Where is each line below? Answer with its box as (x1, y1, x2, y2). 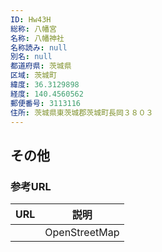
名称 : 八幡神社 (10, 33, 65, 43)
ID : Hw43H (10, 14, 52, 25)
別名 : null (10, 52, 53, 62)
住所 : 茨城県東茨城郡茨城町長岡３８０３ (10, 107, 154, 118)
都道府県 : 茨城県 (10, 61, 72, 71)
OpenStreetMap (44, 226, 120, 240)
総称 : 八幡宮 (10, 24, 57, 34)
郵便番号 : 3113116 (10, 98, 82, 108)
